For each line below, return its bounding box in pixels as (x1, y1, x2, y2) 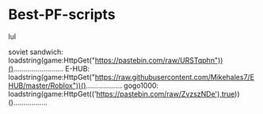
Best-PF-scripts (8, 6, 116, 24)
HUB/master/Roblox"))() (8, 81, 86, 90)
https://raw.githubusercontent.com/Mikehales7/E (94, 72, 255, 82)
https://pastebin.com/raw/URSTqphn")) (94, 55, 223, 65)
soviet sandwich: (8, 47, 63, 56)
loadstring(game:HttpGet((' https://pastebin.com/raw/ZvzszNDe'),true (8, 89, 235, 98)
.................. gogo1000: (86, 81, 159, 90)
